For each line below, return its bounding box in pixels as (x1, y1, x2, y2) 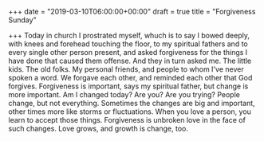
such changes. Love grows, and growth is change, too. (8, 123, 189, 133)
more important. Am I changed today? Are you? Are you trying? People (8, 90, 241, 99)
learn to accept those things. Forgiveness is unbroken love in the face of (8, 116, 246, 124)
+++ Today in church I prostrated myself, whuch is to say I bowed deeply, (8, 31, 250, 40)
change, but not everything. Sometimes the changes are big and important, (8, 99, 255, 108)
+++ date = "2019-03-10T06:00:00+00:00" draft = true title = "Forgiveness (8, 7, 256, 16)
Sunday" (8, 15, 37, 25)
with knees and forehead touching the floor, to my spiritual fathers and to (8, 39, 249, 49)
